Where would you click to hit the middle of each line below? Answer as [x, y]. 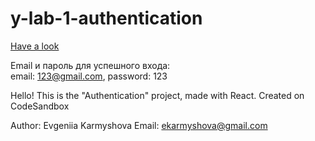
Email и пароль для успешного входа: [90, 65]
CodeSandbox [40, 106]
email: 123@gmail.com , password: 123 [89, 76]
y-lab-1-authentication [106, 18]
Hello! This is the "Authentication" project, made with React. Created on [157, 95]
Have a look [35, 46]
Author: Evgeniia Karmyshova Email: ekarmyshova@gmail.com [139, 125]
